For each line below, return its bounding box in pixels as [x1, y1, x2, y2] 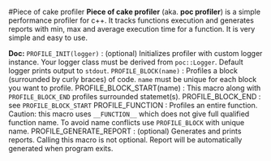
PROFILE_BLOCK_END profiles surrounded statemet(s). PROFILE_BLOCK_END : [8, 92, 261, 101]
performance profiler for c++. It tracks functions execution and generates [8, 15, 254, 25]
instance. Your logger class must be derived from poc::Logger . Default [8, 57, 243, 67]
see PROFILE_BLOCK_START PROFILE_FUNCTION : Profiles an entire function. [8, 101, 258, 110]
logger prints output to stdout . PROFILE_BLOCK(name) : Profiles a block [8, 66, 238, 76]
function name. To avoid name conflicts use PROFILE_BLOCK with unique [8, 118, 245, 127]
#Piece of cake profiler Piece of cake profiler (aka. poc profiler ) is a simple [8, 7, 261, 16]
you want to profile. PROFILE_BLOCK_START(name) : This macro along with [8, 83, 261, 93]
